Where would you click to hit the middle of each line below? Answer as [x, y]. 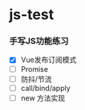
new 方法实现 [43, 98]
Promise [34, 69]
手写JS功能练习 [39, 41]
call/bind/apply [45, 88]
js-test [32, 15]
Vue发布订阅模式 [49, 60]
